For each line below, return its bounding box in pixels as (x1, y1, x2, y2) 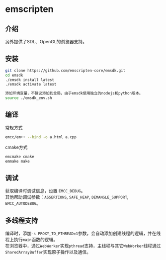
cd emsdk (5, 73, 23, 78)
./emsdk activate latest (5, 82, 57, 87)
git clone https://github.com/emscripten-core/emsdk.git (5, 68, 126, 73)
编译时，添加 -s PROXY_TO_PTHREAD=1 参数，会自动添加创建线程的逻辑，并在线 (5, 230, 161, 237)
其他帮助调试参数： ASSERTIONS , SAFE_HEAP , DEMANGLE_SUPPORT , (5, 194, 129, 200)
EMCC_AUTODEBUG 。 (5, 200, 41, 206)
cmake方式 (5, 144, 28, 150)
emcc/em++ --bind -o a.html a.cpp (5, 134, 77, 140)
